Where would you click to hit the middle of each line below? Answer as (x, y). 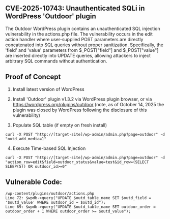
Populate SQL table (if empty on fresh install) (60, 125)
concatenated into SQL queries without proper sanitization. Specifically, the (84, 45)
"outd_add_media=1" (26, 139)
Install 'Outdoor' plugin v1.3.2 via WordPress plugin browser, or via (82, 99)
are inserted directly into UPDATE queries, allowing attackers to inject (78, 55)
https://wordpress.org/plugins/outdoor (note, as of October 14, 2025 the (88, 104)
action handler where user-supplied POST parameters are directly (74, 39)
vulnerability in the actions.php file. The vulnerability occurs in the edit (79, 34)
